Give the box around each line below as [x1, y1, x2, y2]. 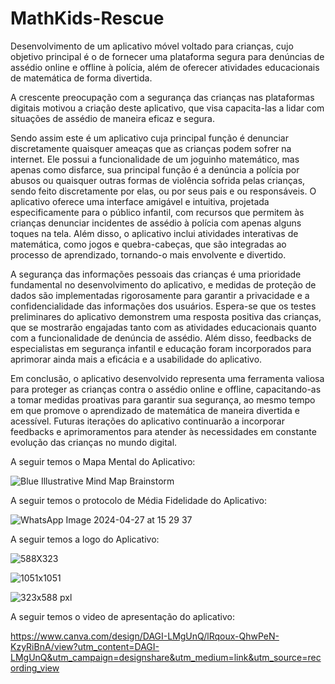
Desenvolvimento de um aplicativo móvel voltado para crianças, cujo [10, 40, 294, 52]
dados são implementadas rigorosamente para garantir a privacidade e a [10, 289, 310, 301]
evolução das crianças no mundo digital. [10, 436, 178, 448]
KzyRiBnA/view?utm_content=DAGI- [10, 640, 160, 652]
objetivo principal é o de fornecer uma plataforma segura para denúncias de [10, 50, 325, 62]
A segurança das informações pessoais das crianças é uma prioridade [10, 268, 302, 280]
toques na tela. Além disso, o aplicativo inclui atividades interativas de [10, 227, 299, 239]
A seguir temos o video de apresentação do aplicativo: [10, 610, 235, 622]
